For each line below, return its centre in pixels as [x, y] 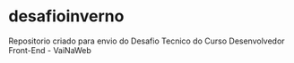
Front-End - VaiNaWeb [50, 50]
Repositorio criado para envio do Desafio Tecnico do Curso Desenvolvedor [147, 41]
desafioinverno [66, 16]
